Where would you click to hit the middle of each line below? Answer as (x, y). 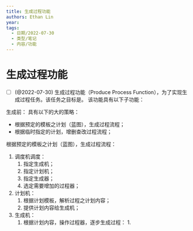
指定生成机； (39, 164)
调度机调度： (30, 156)
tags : (13, 28)
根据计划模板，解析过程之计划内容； (67, 200)
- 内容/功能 (24, 44)
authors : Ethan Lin (30, 17)
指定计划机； (39, 171)
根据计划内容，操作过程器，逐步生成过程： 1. (77, 222)
